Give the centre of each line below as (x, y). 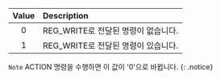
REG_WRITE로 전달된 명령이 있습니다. (111, 45)
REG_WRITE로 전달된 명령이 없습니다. (111, 31)
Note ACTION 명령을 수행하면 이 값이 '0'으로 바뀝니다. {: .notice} (111, 67)
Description (66, 16)
